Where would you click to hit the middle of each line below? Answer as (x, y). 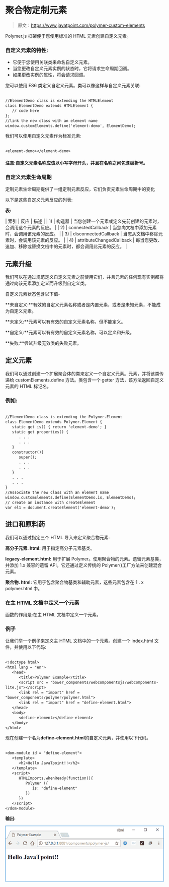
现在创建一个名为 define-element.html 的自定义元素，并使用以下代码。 (78, 738)
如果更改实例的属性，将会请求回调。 (50, 75)
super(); (28, 457)
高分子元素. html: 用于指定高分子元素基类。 (50, 548)
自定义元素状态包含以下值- (33, 294)
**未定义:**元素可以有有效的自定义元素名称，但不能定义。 (65, 322)
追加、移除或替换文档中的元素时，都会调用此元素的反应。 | (66, 246)
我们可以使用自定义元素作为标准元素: (44, 136)
